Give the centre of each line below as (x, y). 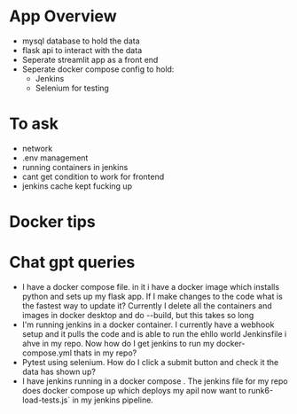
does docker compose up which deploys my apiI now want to (134, 391)
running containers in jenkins (75, 167)
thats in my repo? (106, 353)
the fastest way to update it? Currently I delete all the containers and (147, 306)
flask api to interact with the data (82, 50)
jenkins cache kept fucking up (77, 186)
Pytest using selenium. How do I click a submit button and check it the (150, 362)
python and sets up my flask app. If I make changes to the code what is (152, 296)
